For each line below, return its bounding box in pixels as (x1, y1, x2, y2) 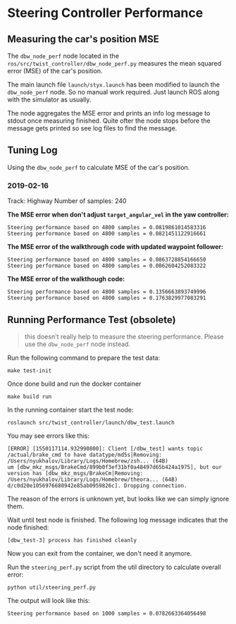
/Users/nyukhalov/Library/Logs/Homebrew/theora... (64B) (7, 476, 178, 483)
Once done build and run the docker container (7, 379, 142, 388)
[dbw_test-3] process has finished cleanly (7, 537, 137, 544)
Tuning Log (7, 145, 58, 157)
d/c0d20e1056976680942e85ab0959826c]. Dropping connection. (7, 482, 188, 489)
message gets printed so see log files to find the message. (7, 124, 178, 132)
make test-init (7, 367, 52, 374)
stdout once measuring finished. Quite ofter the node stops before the (7, 116, 211, 125)
